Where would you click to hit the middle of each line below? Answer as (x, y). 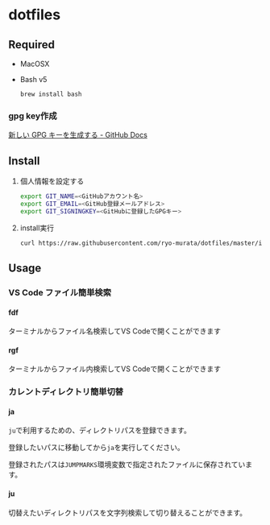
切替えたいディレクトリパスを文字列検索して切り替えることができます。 (128, 512)
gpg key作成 (33, 116)
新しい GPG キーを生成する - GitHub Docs (78, 135)
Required (31, 45)
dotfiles (35, 15)
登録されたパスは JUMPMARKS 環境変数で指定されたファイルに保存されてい (127, 465)
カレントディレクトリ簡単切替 (66, 392)
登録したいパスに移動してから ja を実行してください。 (97, 448)
